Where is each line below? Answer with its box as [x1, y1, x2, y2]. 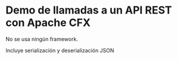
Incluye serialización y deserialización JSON [5, 46, 114, 54]
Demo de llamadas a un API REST [5, 4, 172, 17]
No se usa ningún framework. [5, 35, 79, 42]
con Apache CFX [5, 16, 90, 29]
